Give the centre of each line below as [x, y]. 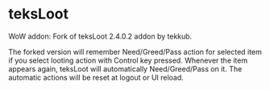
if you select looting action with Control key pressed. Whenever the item [128, 60]
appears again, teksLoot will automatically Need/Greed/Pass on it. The [125, 68]
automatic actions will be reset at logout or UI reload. [96, 77]
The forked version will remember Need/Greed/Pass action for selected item [135, 51]
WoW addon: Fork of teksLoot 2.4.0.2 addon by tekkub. [100, 36]
